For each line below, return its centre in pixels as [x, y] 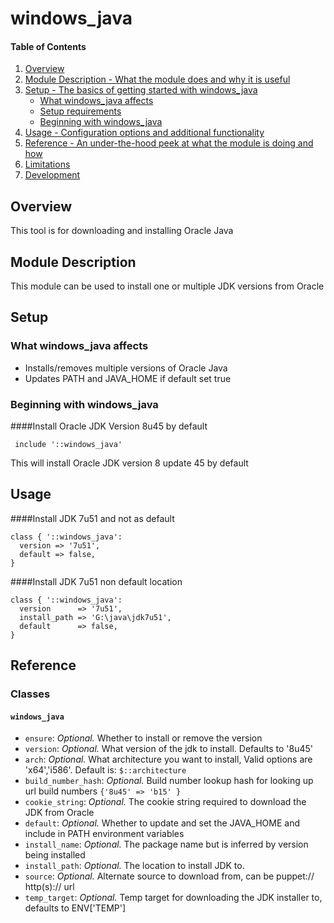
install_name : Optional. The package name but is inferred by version [166, 844]
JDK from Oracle [59, 813]
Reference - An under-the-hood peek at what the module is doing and [169, 143]
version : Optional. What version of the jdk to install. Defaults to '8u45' [169, 749]
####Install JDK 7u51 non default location [96, 581]
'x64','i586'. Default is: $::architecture [105, 770]
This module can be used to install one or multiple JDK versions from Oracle [167, 286]
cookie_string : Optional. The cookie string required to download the [165, 802]
